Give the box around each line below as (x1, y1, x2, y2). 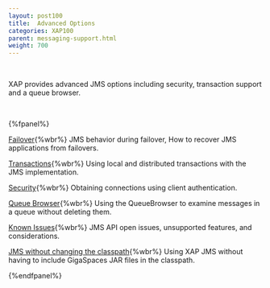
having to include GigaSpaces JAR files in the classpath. (8, 255, 195, 265)
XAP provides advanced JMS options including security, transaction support (8, 80, 262, 89)
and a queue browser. (8, 88, 81, 97)
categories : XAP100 (8, 27, 74, 35)
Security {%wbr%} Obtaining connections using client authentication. (8, 183, 238, 193)
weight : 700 (8, 42, 48, 50)
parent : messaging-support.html (8, 34, 117, 43)
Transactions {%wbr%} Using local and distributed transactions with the (8, 158, 247, 169)
